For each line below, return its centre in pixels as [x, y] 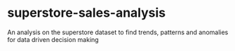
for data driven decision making [53, 39]
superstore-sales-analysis [87, 13]
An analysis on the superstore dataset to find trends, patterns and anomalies [118, 32]
